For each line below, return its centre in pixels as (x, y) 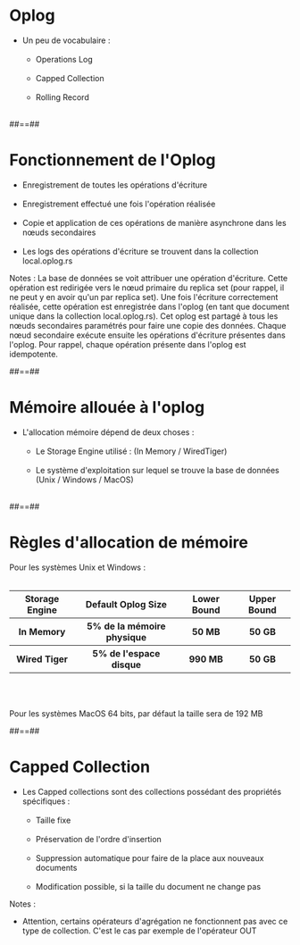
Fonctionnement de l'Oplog (112, 160)
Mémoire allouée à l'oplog (107, 408)
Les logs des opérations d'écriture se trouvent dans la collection (140, 251)
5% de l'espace (126, 653)
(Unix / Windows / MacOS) (84, 480)
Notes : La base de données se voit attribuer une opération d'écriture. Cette (149, 278)
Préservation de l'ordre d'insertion (99, 839)
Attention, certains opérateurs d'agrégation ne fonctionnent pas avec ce (155, 921)
